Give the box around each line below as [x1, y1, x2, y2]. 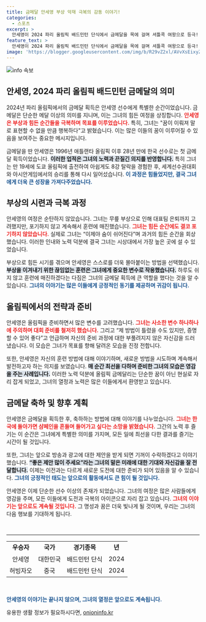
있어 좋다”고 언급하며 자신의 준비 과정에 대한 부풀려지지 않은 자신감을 [19, 334, 184, 342]
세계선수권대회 [161, 163, 197, 170]
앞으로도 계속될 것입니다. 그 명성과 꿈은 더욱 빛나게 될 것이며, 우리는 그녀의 [17, 502, 196, 510]
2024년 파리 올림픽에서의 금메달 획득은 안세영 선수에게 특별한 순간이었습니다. [6, 104, 192, 111]
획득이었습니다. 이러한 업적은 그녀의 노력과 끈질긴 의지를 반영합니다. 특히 [12, 155, 185, 163]
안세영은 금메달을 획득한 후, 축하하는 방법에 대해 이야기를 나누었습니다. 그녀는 [6, 415, 191, 422]
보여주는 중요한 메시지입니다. [17, 134, 87, 142]
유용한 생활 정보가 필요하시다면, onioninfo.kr [6, 609, 113, 616]
